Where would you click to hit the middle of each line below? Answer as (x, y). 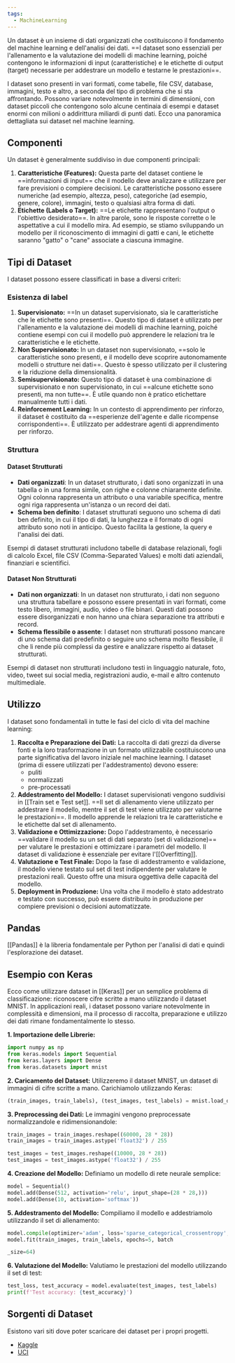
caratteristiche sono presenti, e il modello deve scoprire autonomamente (122, 357)
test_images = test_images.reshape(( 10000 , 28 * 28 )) (87, 1153)
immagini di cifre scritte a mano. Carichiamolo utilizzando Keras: (100, 1088)
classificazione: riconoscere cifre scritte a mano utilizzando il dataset (107, 999)
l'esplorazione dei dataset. (45, 952)
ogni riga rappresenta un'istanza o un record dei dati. (94, 505)
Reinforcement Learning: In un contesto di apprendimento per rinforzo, (121, 409)
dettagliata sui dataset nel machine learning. (71, 121)
